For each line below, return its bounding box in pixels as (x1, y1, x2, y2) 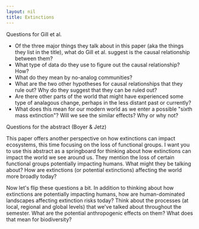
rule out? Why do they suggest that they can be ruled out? (14, 86, 157, 93)
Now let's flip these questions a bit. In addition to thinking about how (6, 184, 174, 191)
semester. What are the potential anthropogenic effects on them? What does (6, 209, 193, 217)
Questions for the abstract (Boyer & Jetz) (6, 123, 107, 130)
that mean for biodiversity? (6, 215, 72, 223)
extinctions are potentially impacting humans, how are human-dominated (6, 190, 185, 197)
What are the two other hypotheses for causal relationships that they (14, 80, 183, 87)
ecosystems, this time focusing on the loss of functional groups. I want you (6, 141, 190, 148)
